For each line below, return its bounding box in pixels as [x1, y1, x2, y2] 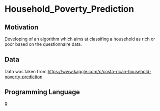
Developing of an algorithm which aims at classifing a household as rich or [4, 36, 156, 42]
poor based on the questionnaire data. [4, 41, 82, 47]
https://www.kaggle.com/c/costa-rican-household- [48, 68, 152, 74]
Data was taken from [4, 68, 47, 74]
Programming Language [4, 88, 80, 96]
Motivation [4, 23, 39, 31]
